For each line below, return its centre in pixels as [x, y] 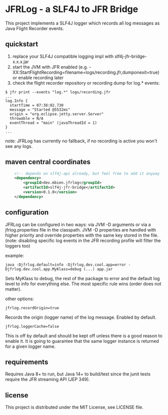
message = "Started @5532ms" [40, 110]
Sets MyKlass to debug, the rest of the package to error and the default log [82, 278]
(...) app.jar [98, 269]
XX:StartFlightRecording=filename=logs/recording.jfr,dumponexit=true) [86, 72]
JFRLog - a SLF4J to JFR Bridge [72, 9]
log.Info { [16, 101]
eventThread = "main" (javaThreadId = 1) [53, 123]
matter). [13, 289]
